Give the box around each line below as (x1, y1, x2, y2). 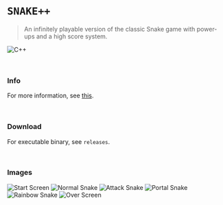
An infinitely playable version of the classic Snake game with (23, 25, 196, 33)
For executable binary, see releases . (7, 137, 110, 145)
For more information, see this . (7, 91, 94, 100)
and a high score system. (36, 32, 108, 40)
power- (196, 25, 218, 33)
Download (7, 122, 43, 132)
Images (7, 168, 33, 178)
